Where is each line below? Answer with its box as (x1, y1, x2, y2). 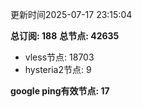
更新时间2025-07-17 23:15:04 (10, 9, 133, 20)
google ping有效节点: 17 (10, 85, 110, 97)
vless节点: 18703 (24, 51, 95, 63)
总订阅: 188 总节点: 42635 (10, 30, 120, 42)
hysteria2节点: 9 (24, 64, 92, 75)
